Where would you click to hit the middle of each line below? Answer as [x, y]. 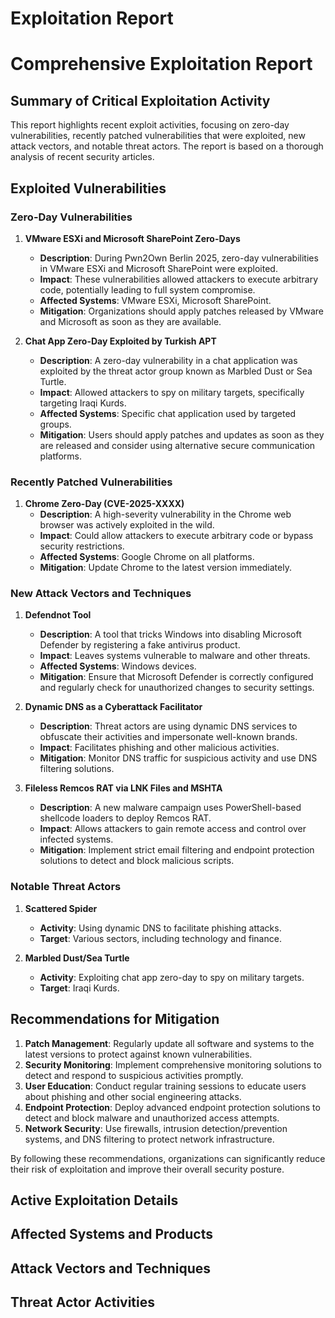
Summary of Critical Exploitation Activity [140, 100]
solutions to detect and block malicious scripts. [137, 861]
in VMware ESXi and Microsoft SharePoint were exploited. [158, 268]
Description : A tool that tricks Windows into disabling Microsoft [170, 634]
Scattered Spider [61, 908]
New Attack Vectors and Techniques [101, 594]
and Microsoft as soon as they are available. [130, 321]
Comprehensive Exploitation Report [161, 64]
